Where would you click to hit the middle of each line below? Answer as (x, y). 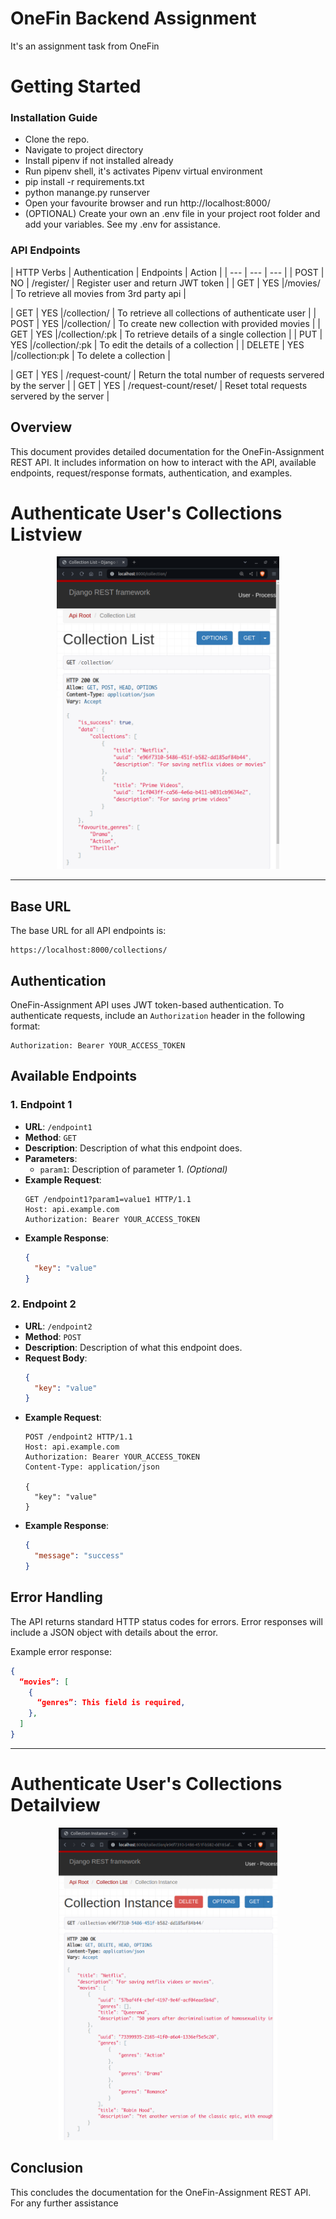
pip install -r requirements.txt (84, 182)
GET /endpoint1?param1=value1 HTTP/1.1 (108, 1199)
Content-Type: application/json (92, 1467)
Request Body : (56, 1358)
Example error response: (61, 1651)
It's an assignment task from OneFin (85, 46)
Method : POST (53, 1336)
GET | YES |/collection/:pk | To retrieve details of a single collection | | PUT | (166, 334)
